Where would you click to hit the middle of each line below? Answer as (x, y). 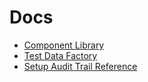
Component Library (64, 45)
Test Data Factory (60, 55)
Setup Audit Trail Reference (80, 66)
